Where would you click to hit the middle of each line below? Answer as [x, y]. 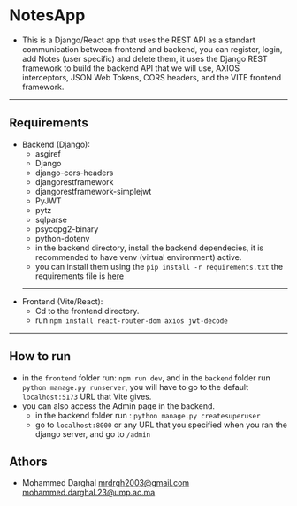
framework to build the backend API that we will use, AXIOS [131, 68]
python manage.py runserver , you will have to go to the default [135, 387]
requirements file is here [80, 276]
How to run [40, 356]
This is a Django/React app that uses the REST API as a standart [139, 40]
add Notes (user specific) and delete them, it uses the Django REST [145, 58]
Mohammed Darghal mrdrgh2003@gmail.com [106, 483]
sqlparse [51, 219]
